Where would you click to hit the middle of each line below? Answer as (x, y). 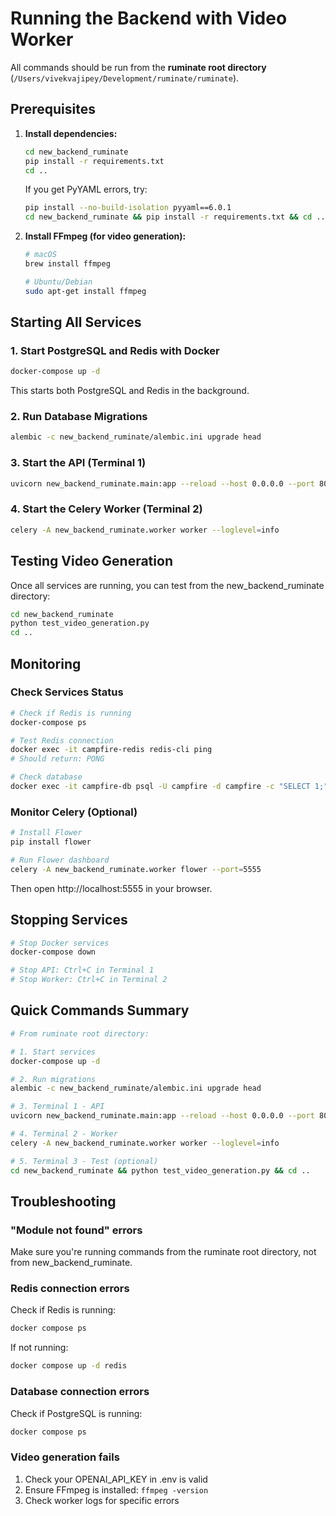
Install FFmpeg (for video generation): (105, 236)
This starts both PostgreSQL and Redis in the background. (130, 391)
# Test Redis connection (62, 740)
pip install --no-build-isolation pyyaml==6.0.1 (128, 208)
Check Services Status (67, 692)
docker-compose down (53, 952)
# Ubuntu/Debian (58, 282)
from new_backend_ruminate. (71, 1263)
